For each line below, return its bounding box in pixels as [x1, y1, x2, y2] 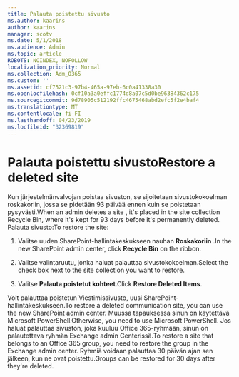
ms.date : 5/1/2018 [7, 37, 62, 44]
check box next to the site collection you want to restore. [17, 266, 185, 275]
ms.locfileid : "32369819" [7, 123, 84, 131]
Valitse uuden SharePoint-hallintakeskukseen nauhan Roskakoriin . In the [17, 237, 232, 246]
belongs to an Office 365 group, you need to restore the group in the [7, 339, 209, 348]
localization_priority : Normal [7, 64, 101, 71]
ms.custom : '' [7, 76, 50, 84]
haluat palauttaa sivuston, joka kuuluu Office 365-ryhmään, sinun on [7, 324, 209, 333]
